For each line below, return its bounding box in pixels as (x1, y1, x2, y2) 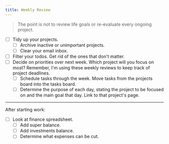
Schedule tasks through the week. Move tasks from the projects (20, 75, 153, 81)
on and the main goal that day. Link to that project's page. (20, 92, 140, 98)
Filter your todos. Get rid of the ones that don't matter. (12, 53, 125, 59)
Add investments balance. (20, 128, 74, 134)
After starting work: (5, 107, 46, 113)
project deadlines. (12, 70, 50, 76)
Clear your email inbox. (20, 47, 68, 53)
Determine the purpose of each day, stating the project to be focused (20, 87, 164, 92)
